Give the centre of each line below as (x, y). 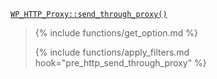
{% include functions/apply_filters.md (112, 52)
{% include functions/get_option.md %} (116, 33)
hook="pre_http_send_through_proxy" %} (120, 63)
